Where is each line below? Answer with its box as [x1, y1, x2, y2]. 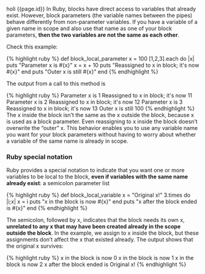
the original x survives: [6, 242, 64, 250]
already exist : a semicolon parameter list [6, 180, 110, 187]
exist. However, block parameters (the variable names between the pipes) [6, 12, 193, 19]
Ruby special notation [6, 153, 73, 161]
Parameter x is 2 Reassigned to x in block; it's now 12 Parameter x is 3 [6, 98, 183, 105]
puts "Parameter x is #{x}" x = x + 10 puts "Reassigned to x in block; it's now [6, 61, 199, 69]
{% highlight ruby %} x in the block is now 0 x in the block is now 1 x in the [6, 254, 194, 262]
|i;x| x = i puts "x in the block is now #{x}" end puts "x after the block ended [6, 198, 198, 205]
